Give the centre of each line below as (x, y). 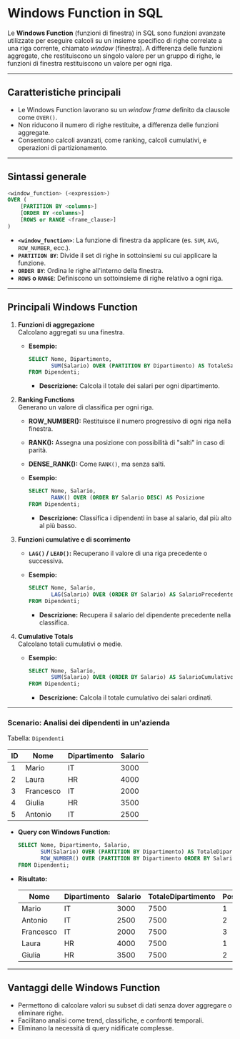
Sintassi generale (47, 177)
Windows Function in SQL (85, 13)
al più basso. (58, 525)
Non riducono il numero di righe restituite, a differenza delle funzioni (118, 125)
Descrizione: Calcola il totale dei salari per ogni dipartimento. (129, 386)
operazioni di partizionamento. (63, 147)
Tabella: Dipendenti (36, 738)
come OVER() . (37, 117)
